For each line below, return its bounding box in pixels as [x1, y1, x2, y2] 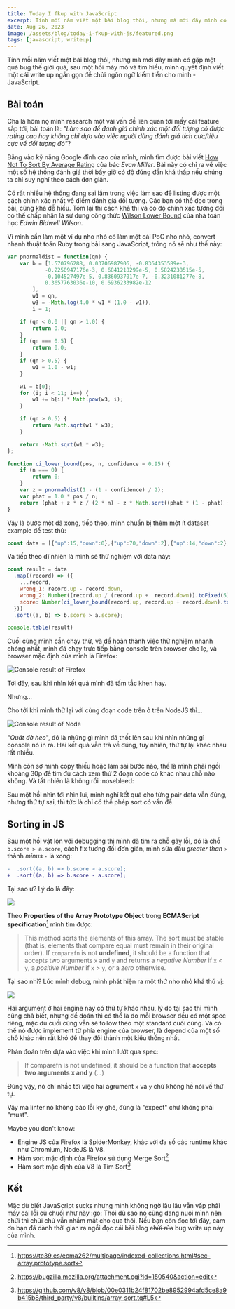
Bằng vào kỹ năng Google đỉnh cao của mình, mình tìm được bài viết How [7, 152, 219, 161]
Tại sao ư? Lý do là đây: [7, 884, 75, 893]
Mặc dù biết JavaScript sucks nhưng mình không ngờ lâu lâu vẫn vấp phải [7, 1201, 220, 1209]
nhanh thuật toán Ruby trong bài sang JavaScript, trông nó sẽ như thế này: [7, 239, 222, 248]
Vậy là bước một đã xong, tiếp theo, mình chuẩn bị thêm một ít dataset [7, 519, 209, 527]
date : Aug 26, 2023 [7, 23, 64, 30]
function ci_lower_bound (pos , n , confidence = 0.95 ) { [7, 460, 171, 467]
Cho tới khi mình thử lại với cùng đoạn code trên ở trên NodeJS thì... [7, 706, 203, 715]
